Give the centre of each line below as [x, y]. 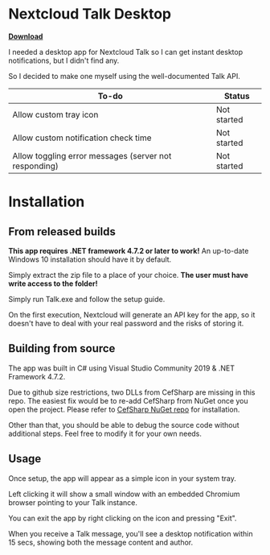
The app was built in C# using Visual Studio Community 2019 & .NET [122, 368]
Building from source [62, 348]
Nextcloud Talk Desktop [90, 14]
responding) [35, 166]
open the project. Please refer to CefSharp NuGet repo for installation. [124, 409]
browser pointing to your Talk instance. [73, 502]
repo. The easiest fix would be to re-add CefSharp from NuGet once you [129, 400]
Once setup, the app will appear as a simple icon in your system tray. [123, 478]
